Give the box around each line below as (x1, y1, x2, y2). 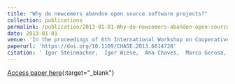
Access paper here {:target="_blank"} (7, 68, 115, 77)
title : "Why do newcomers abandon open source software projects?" (7, 10, 208, 17)
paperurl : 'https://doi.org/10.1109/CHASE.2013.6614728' (7, 43, 177, 50)
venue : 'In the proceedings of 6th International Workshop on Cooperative (7, 36, 230, 43)
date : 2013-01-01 (7, 29, 58, 37)
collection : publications (7, 17, 83, 24)
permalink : (7, 23, 39, 30)
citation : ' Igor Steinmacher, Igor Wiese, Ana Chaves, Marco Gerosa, (7, 50, 227, 57)
